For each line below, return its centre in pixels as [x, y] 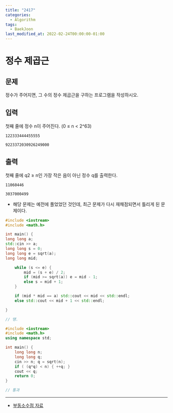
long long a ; [19, 239]
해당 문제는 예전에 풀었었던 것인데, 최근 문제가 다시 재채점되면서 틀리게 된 [86, 204]
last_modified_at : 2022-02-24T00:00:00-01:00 [55, 34]
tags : [11, 24]
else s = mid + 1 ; [44, 282]
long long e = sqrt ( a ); [31, 253]
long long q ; [29, 357]
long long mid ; [22, 258]
